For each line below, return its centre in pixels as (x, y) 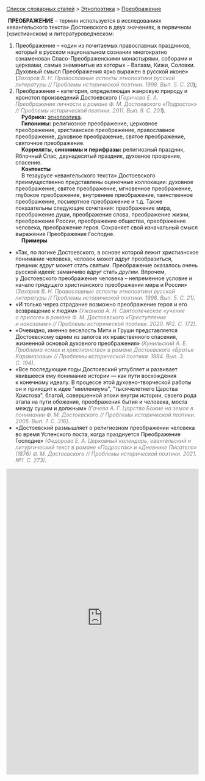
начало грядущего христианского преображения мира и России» (101, 285)
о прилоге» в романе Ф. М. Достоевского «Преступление (91, 317)
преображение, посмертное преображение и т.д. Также (89, 202)
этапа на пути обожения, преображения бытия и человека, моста (101, 402)
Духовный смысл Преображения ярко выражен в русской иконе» (102, 72)
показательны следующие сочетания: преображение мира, (93, 208)
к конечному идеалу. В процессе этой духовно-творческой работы (103, 382)
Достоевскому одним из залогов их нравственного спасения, (96, 337)
